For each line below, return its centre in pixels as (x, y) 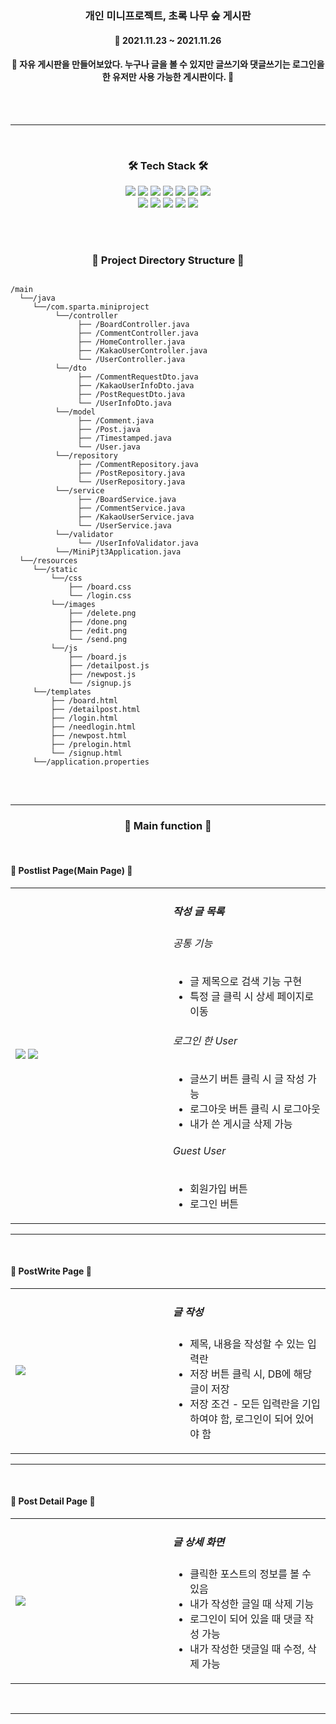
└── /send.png (98, 640)
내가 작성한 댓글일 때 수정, (247, 1649)
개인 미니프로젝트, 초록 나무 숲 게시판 (168, 15)
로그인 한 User (205, 1040)
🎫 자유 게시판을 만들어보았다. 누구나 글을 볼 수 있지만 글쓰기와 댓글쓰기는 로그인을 (168, 64)
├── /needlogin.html (93, 727)
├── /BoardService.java (127, 500)
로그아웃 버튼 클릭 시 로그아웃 (255, 1109)
